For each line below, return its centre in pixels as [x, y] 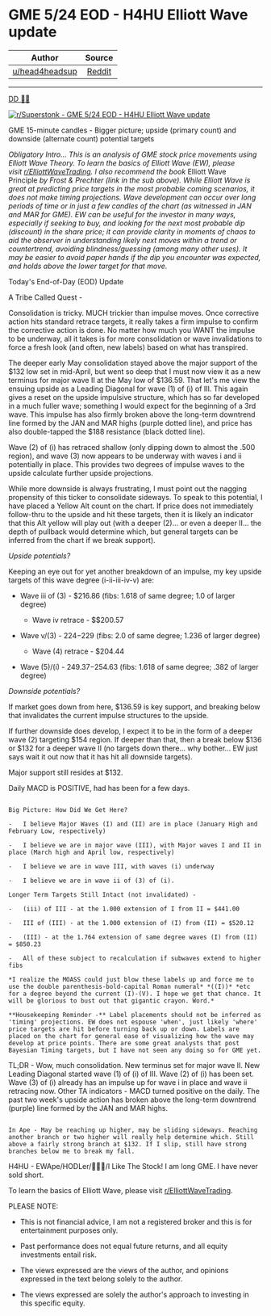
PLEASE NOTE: [33, 1206]
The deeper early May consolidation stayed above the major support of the [133, 363]
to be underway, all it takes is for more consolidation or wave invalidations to [135, 338]
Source [99, 57]
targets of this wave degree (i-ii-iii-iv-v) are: [81, 580]
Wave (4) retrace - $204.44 [78, 651]
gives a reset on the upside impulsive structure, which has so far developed [134, 397]
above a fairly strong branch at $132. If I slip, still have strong [128, 1144]
